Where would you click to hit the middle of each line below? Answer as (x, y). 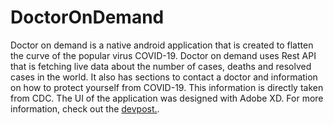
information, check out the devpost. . (85, 108)
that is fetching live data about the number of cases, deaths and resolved (161, 66)
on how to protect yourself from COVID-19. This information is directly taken (167, 87)
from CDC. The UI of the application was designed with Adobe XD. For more (167, 98)
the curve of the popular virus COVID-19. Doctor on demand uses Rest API (163, 55)
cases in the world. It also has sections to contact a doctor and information (164, 77)
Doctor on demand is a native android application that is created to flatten (162, 45)
